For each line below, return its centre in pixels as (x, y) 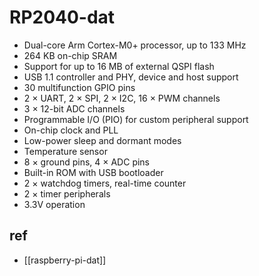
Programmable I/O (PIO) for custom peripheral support (136, 119)
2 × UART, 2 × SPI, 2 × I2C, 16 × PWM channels (122, 98)
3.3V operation (54, 204)
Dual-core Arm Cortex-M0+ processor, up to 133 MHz (135, 45)
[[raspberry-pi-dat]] (65, 260)
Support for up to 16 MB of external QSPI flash (119, 66)
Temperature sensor (65, 151)
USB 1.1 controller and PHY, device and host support (131, 77)
